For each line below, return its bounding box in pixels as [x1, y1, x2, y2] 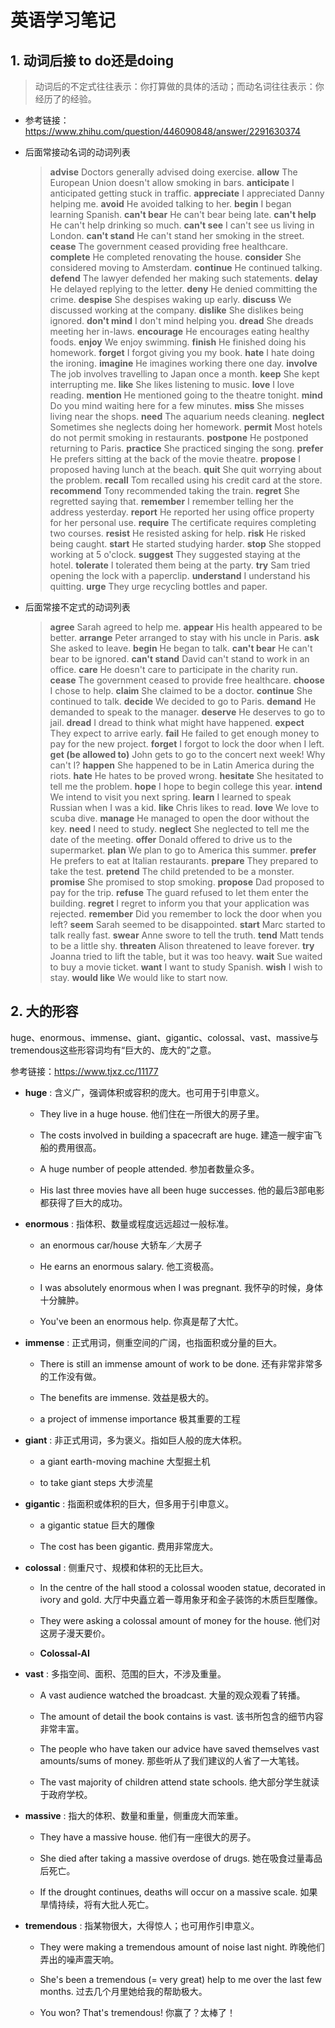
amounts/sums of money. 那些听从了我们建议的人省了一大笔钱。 [39, 1754, 305, 1766]
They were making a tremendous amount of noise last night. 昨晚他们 [39, 1941, 325, 1953]
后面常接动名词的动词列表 [24, 146, 131, 158]
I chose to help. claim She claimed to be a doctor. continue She [49, 685, 313, 696]
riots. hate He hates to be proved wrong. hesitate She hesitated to [49, 770, 324, 781]
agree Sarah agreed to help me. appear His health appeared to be [49, 621, 323, 633]
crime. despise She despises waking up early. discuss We [49, 294, 292, 305]
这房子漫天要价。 [39, 1627, 111, 1639]
